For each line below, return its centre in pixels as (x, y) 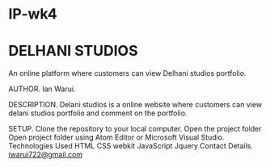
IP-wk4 (33, 14)
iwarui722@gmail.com (46, 155)
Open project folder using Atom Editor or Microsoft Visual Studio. (116, 137)
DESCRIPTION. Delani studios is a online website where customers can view (135, 105)
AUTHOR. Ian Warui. (42, 89)
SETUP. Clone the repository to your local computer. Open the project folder (135, 129)
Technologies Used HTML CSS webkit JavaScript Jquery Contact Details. (131, 146)
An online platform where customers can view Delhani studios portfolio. (127, 73)
